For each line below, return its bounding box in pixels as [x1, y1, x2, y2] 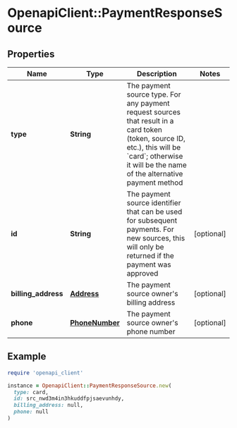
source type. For [126, 90, 181, 99]
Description [136, 69, 178, 78]
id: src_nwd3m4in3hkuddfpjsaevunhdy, [13, 395, 125, 403]
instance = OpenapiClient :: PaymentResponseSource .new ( [7, 382, 172, 389]
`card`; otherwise [126, 152, 183, 161]
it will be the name [126, 160, 187, 170]
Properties [7, 48, 55, 60]
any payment [126, 99, 170, 108]
